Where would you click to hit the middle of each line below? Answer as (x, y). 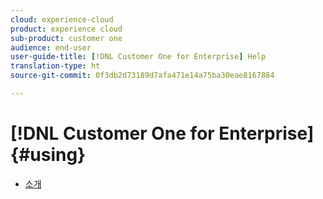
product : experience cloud (66, 29)
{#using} (48, 155)
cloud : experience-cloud (62, 19)
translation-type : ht (55, 66)
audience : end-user (51, 47)
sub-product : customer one (66, 38)
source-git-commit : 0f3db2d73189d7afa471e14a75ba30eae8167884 (142, 76)
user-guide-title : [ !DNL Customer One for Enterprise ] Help (138, 57)
